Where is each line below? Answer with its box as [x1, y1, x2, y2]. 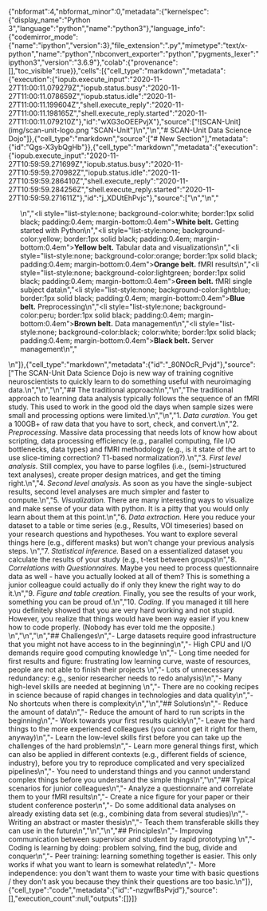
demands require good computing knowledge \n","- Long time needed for [8, 648, 250, 657]
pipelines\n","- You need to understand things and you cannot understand [8, 767, 251, 776]
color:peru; [19, 310, 57, 320]
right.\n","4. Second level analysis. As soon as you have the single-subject [8, 479, 253, 487]
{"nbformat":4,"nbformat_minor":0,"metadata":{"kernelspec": [8, 7, 210, 16]
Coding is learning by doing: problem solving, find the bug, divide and [8, 843, 238, 852]
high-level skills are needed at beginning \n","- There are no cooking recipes [8, 682, 259, 691]
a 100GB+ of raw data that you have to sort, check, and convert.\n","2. [8, 419, 239, 428]
